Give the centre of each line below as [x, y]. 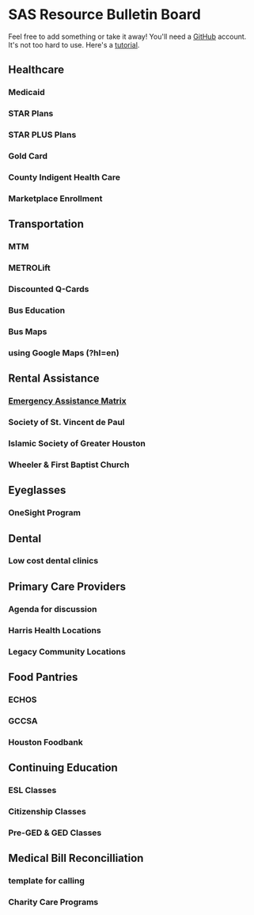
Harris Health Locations [55, 630]
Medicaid [27, 93]
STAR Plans [31, 114]
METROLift [29, 268]
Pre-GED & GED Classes [55, 833]
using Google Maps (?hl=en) [64, 352]
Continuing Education [63, 768]
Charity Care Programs [53, 902]
